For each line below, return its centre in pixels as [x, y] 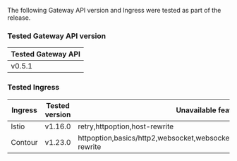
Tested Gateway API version [57, 36]
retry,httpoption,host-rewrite [126, 126]
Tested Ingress [34, 88]
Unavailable [196, 110]
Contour [24, 142]
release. [19, 18]
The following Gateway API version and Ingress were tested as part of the [114, 10]
